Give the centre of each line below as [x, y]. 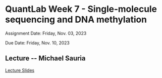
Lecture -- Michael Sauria [45, 58]
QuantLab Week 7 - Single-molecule [81, 9]
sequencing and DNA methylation [76, 19]
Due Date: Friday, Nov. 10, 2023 [37, 42]
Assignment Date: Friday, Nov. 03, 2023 [46, 33]
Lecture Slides [20, 70]
